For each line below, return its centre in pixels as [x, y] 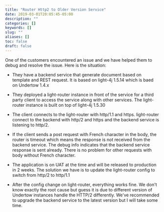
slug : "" [14, 32]
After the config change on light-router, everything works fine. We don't [84, 185]
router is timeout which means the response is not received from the [81, 140]
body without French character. [44, 155]
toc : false [16, 42]
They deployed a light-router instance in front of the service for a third [83, 94]
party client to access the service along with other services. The [77, 100]
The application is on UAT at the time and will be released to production [84, 165]
